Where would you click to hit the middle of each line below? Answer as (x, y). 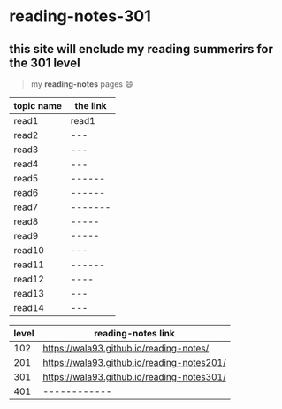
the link (91, 106)
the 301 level (45, 62)
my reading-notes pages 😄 (82, 84)
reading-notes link (134, 333)
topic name (38, 106)
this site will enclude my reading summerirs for (141, 49)
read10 (29, 250)
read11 (29, 265)
